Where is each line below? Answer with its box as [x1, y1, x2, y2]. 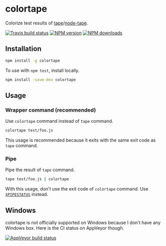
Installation [5, 44, 42, 53]
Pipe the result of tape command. [5, 167, 75, 173]
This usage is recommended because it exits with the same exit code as [5, 137, 156, 143]
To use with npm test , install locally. [5, 67, 80, 73]
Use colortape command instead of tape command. [5, 118, 113, 124]
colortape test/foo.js [5, 128, 53, 133]
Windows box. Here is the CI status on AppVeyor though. [5, 225, 124, 231]
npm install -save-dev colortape [5, 77, 76, 82]
